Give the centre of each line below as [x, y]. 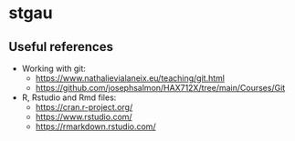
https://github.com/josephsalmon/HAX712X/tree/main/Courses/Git [160, 88]
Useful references [61, 47]
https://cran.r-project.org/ [84, 107]
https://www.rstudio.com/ [84, 117]
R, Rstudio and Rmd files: [69, 97]
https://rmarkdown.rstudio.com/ [95, 126]
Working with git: [53, 68]
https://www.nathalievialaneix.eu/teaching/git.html [130, 78]
